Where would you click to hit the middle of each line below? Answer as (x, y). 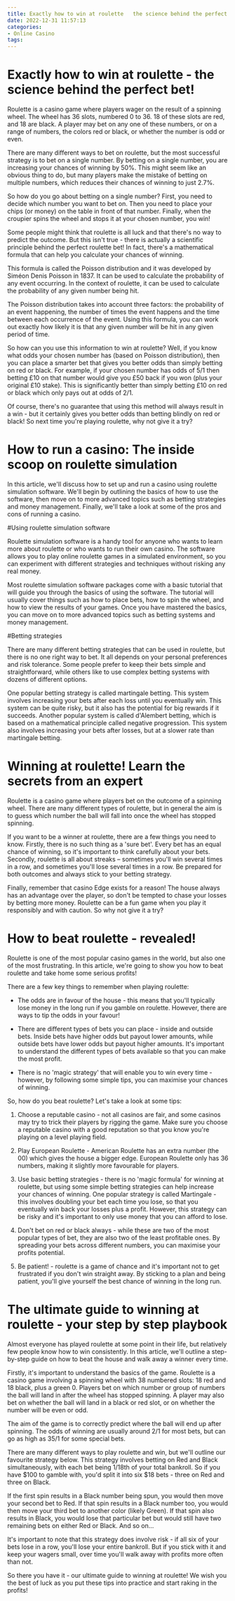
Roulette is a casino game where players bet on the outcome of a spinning (115, 800)
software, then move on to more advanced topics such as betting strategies (116, 499)
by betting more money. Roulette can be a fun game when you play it (107, 902)
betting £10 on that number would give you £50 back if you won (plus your (115, 378)
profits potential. (41, 1252)
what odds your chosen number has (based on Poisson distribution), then (114, 355)
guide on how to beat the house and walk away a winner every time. (130, 1359)
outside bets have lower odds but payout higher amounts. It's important (121, 1044)
